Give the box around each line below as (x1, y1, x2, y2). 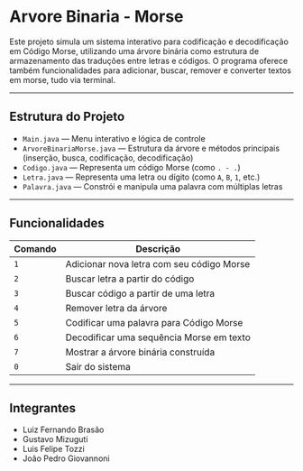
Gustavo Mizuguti (22, 434, 88, 445)
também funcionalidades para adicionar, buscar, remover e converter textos (9, 65, 291, 76)
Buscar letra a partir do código (65, 272, 195, 285)
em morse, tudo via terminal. (9, 74, 115, 85)
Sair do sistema (65, 360, 131, 373)
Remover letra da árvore (65, 301, 168, 314)
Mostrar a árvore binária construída (65, 346, 216, 358)
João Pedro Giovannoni (22, 453, 110, 464)
